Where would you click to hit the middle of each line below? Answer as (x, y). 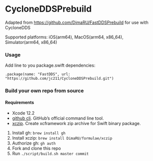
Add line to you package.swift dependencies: (50, 65)
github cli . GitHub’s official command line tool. (58, 118)
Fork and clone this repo (36, 148)
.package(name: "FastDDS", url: (38, 74)
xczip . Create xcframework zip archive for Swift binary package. (76, 124)
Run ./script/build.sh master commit (50, 154)
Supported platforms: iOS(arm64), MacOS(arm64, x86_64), (64, 37)
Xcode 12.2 (23, 113)
